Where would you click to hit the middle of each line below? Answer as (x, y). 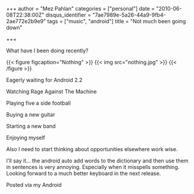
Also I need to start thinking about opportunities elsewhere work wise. (92, 149)
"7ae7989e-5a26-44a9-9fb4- (129, 15)
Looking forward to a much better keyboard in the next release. (84, 173)
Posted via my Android (34, 185)
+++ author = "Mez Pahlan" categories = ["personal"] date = (81, 9)
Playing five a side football (39, 103)
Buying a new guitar (31, 115)
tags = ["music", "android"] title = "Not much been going (117, 21)
